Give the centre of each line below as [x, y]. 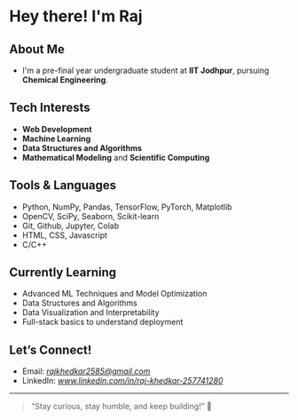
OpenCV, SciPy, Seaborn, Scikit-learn [90, 216]
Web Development [57, 129]
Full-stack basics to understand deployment [102, 322]
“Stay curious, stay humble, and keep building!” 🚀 [122, 407]
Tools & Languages [63, 185]
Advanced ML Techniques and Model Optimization [114, 294]
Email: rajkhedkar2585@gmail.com [86, 371]
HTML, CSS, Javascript [65, 235]
